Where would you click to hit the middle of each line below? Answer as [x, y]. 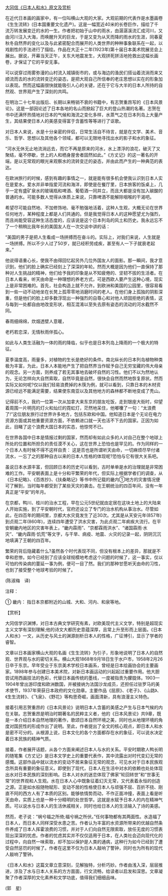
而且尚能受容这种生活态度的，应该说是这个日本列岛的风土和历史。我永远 [79, 220]
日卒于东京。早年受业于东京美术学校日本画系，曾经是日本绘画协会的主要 [79, 665]
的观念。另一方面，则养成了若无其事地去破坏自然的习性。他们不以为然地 [79, 372]
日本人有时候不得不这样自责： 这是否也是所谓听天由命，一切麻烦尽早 [80, 450]
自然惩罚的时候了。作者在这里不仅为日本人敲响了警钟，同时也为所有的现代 [86, 848]
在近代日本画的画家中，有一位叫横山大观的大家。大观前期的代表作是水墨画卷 [84, 18]
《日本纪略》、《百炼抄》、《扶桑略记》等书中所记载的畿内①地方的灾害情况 [80, 479]
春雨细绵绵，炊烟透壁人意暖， [36, 321]
